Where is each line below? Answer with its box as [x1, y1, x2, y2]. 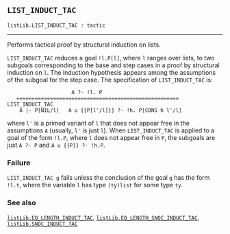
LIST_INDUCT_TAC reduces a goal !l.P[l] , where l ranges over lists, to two [7, 54, 215, 62]
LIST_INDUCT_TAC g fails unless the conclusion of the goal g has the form [7, 174, 210, 182]
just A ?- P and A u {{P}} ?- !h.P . [7, 141, 105, 149]
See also [7, 198, 36, 208]
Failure [7, 158, 31, 167]
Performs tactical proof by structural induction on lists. [7, 40, 161, 49]
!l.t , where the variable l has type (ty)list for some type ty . [7, 181, 183, 189]
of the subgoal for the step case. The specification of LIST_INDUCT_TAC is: [7, 75, 214, 84]
